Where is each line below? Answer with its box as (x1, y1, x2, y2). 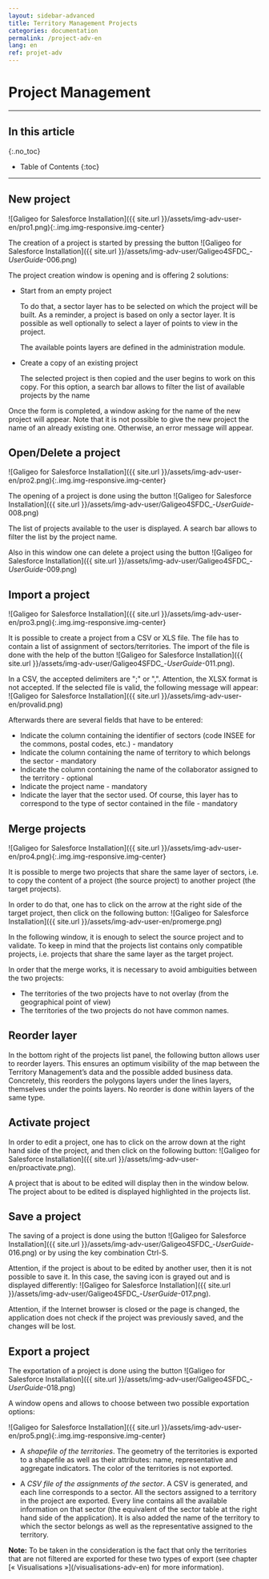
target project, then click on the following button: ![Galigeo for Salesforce (8, 908, 250, 917)
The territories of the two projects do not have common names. (19, 1006, 230, 1015)
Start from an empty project (19, 286, 112, 295)
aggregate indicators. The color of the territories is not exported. (19, 1464, 234, 1473)
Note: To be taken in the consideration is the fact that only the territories (8, 1545, 247, 1555)
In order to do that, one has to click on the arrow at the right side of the (8, 900, 243, 909)
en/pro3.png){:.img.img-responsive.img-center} (8, 618, 167, 627)
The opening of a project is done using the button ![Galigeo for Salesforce (8, 491, 252, 501)
